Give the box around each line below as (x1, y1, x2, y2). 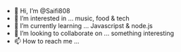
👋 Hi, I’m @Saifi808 (13, 7, 70, 15)
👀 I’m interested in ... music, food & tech (13, 14, 130, 22)
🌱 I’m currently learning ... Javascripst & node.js (13, 22, 153, 30)
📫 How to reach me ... (13, 37, 80, 45)
